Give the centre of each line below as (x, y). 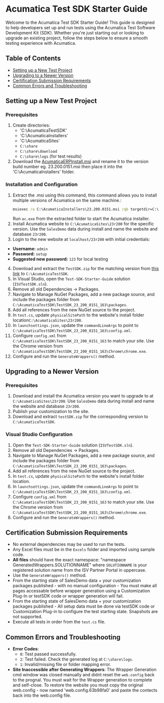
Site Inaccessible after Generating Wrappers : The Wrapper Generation (84, 669)
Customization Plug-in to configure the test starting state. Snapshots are (85, 612)
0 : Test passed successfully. (48, 654)
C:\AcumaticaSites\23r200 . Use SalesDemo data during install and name (83, 401)
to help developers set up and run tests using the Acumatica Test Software (80, 27)
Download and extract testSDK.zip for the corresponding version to (80, 416)
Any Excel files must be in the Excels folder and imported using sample (84, 550)
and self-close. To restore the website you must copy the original (78, 685)
